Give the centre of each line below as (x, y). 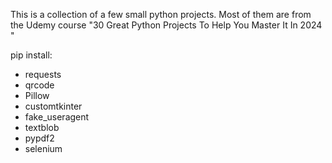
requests (43, 74)
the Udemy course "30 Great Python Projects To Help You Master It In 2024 (166, 25)
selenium (43, 148)
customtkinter (53, 106)
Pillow (37, 95)
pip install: (31, 55)
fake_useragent (57, 117)
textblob (42, 127)
